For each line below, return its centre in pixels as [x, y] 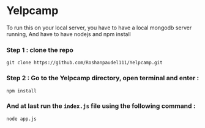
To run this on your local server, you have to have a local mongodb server [99, 28]
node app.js [21, 119]
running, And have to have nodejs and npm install [69, 34]
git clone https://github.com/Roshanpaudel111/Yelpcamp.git [85, 63]
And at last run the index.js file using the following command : [101, 106]
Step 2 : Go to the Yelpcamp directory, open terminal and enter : [103, 78]
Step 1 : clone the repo [40, 50]
